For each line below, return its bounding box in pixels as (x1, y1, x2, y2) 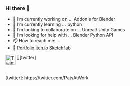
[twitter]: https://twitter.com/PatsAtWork (5, 75, 89, 81)
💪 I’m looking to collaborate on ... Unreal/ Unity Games (12, 27, 125, 33)
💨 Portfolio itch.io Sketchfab (12, 45, 71, 51)
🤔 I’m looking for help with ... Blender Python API (12, 32, 113, 38)
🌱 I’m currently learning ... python (12, 21, 82, 27)
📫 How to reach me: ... (12, 38, 61, 44)
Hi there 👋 (5, 5, 30, 12)
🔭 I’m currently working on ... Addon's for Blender (12, 16, 116, 22)
